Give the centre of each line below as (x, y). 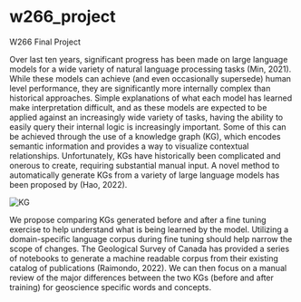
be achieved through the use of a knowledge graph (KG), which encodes (145, 136)
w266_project (63, 17)
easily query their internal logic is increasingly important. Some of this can (148, 127)
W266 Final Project (45, 42)
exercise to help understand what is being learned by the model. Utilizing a (149, 229)
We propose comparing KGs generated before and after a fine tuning (138, 219)
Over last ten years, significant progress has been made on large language (149, 59)
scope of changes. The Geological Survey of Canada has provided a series (150, 248)
